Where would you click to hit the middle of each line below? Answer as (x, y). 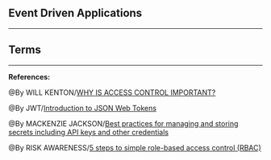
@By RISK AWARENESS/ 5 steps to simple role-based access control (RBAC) (135, 147)
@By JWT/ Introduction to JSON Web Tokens (83, 108)
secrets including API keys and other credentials (89, 132)
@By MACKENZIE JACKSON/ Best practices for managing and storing (123, 123)
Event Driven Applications (75, 13)
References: (29, 76)
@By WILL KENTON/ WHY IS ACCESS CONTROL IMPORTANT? (112, 92)
